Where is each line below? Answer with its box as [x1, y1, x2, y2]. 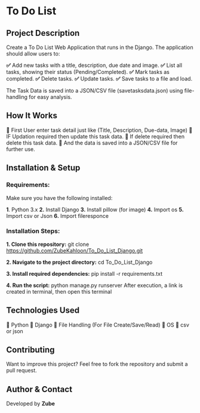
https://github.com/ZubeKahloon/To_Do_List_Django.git [6, 246, 143, 254]
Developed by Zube [6, 400, 56, 407]
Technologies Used [6, 306, 79, 316]
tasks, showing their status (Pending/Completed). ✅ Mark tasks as [6, 69, 170, 75]
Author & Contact [6, 384, 73, 394]
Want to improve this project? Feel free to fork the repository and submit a [6, 360, 188, 368]
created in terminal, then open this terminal [6, 288, 112, 295]
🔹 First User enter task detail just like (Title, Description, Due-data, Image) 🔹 [6, 127, 193, 134]
